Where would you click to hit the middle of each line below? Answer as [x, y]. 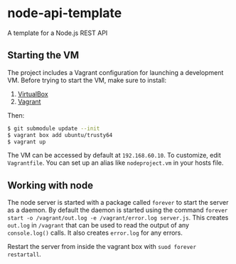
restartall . [24, 254]
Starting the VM [43, 55]
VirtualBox [33, 93]
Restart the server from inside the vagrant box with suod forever [102, 247]
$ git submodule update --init [54, 128]
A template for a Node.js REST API [58, 33]
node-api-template [65, 13]
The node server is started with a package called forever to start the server [118, 203]
